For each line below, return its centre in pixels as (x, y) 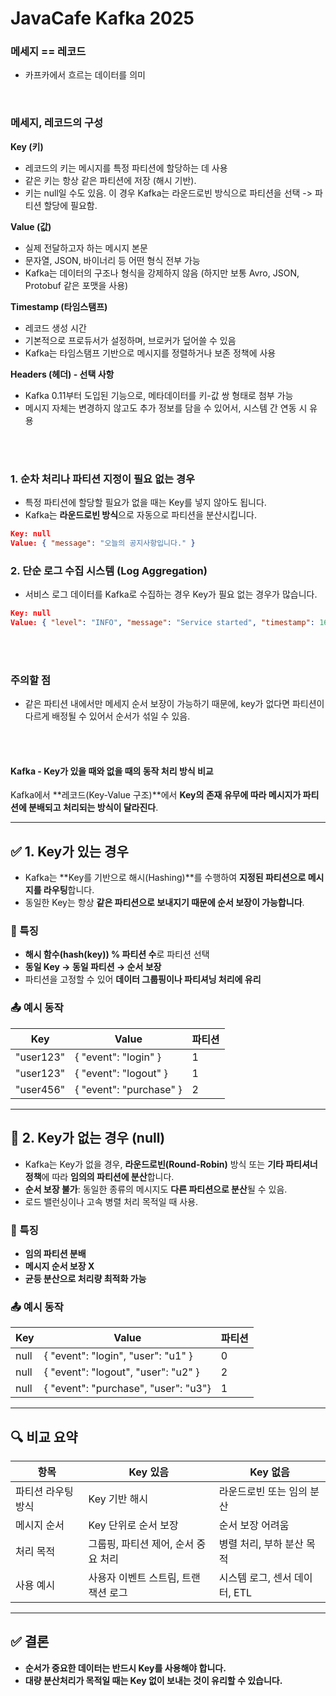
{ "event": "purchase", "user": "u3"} (127, 1389)
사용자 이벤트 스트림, (134, 1577)
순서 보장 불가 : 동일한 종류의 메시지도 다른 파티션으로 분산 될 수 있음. (156, 1189)
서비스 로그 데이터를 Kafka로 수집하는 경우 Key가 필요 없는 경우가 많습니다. (171, 594)
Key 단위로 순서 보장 (133, 1525)
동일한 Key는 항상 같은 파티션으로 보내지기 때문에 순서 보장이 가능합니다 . (164, 903)
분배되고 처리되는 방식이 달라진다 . (93, 808)
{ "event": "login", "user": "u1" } (118, 1356)
